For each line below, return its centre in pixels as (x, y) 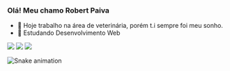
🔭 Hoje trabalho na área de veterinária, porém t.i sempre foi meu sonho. (120, 26)
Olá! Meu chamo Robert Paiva (59, 10)
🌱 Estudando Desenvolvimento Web (69, 33)
